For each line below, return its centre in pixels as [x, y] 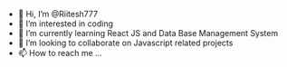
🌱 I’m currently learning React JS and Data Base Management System [148, 33]
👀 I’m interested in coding [66, 24]
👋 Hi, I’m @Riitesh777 [57, 14]
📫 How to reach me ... [60, 53]
